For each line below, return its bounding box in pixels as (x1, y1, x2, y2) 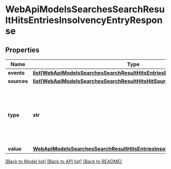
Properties (5, 45, 40, 54)
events (8, 69, 25, 76)
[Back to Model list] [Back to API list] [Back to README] (5, 158, 122, 164)
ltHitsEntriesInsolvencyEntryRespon (5, 14, 163, 26)
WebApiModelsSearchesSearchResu (5, 4, 165, 15)
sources (8, 78, 28, 85)
